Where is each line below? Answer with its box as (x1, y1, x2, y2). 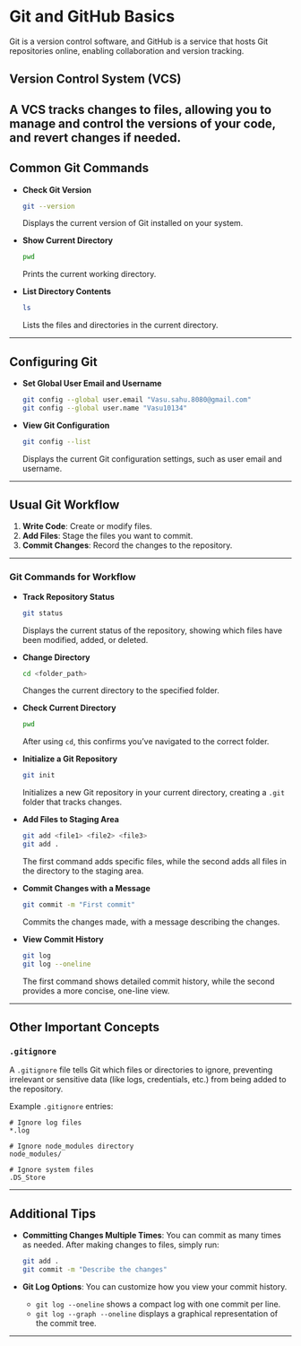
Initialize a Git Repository (21, 753, 118, 764)
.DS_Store (9, 1173, 47, 1183)
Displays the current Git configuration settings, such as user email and (21, 453, 282, 464)
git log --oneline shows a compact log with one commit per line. (35, 1298, 281, 1309)
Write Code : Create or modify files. (21, 521, 152, 532)
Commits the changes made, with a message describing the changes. (21, 916, 280, 927)
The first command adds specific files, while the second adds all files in (21, 855, 287, 866)
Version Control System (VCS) (9, 72, 182, 87)
